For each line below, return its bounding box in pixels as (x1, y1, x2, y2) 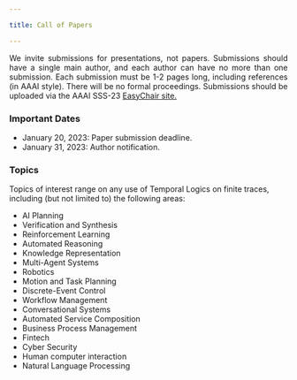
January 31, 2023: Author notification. (21, 141, 161, 152)
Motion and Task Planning (21, 276, 117, 287)
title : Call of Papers (9, 20, 93, 29)
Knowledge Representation (21, 248, 121, 259)
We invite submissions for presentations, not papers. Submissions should (9, 52, 288, 63)
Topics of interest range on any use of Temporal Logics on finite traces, (9, 184, 270, 194)
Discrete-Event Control (21, 285, 106, 296)
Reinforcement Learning (21, 229, 110, 239)
